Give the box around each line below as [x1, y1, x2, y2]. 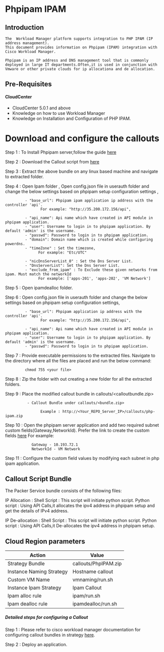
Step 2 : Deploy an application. [5, 642, 67, 648]
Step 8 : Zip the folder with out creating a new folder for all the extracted [5, 376, 152, 382]
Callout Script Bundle [5, 474, 72, 483]
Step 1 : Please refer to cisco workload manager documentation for [5, 627, 141, 633]
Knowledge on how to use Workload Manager [12, 110, 105, 116]
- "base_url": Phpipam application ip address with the [25, 309, 142, 314]
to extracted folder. [5, 173, 44, 179]
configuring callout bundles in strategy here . [5, 632, 95, 638]
